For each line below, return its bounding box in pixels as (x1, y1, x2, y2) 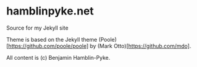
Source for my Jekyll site (6, 24, 69, 31)
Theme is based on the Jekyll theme (6, 36, 97, 43)
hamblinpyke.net (6, 4, 94, 18)
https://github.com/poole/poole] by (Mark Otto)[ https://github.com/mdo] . (8, 42, 192, 49)
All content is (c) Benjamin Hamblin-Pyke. (6, 54, 111, 61)
